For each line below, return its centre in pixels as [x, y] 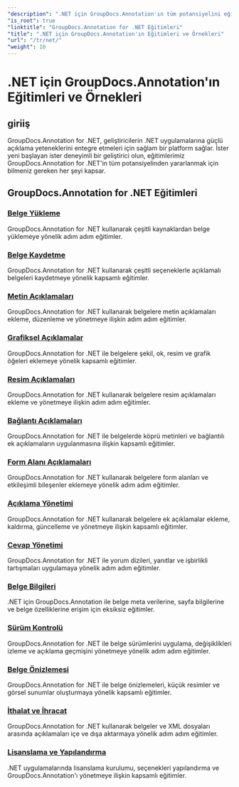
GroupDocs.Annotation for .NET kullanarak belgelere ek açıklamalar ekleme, [119, 519]
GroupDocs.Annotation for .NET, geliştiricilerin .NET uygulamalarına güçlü [115, 140]
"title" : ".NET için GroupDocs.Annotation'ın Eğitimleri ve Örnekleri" [116, 34]
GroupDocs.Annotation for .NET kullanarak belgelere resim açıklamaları [112, 395]
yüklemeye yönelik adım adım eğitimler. [65, 236]
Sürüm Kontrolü [35, 628]
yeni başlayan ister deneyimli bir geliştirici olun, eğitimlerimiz [96, 156]
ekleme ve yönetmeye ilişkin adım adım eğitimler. [79, 402]
